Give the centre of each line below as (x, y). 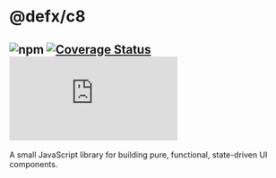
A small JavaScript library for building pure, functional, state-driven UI (138, 155)
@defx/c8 (47, 17)
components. (34, 164)
